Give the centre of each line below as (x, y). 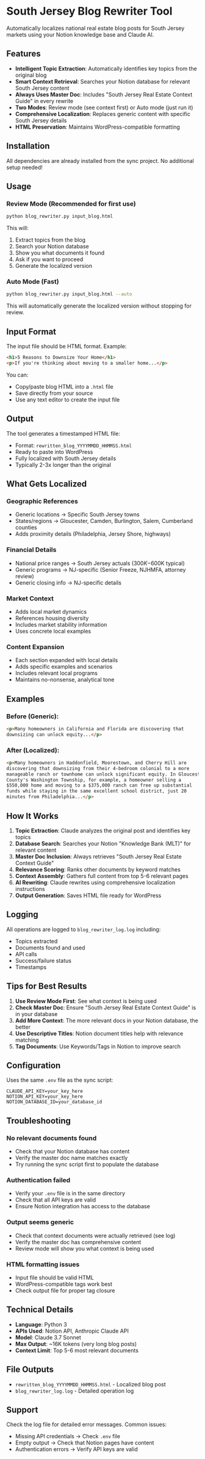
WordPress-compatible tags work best (64, 1284)
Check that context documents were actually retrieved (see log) (95, 1235)
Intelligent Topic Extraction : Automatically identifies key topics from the (106, 68)
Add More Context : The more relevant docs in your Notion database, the (106, 1020)
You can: (17, 375)
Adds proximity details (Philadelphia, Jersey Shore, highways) (93, 534)
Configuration (34, 1065)
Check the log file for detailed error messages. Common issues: (86, 1425)
